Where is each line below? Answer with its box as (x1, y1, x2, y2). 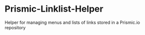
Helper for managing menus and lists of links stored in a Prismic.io (4, 19, 140, 25)
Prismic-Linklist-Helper (4, 3, 104, 15)
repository (4, 24, 26, 30)
